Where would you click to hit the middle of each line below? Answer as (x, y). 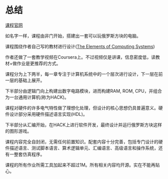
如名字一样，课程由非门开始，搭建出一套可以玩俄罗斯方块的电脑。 (73, 36)
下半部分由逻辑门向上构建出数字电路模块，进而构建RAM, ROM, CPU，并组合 (84, 91)
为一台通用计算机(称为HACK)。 (37, 97)
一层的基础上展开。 (25, 80)
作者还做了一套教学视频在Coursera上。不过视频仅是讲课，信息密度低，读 (80, 57)
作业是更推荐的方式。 (39, 63)
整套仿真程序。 (29, 154)
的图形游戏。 (18, 131)
